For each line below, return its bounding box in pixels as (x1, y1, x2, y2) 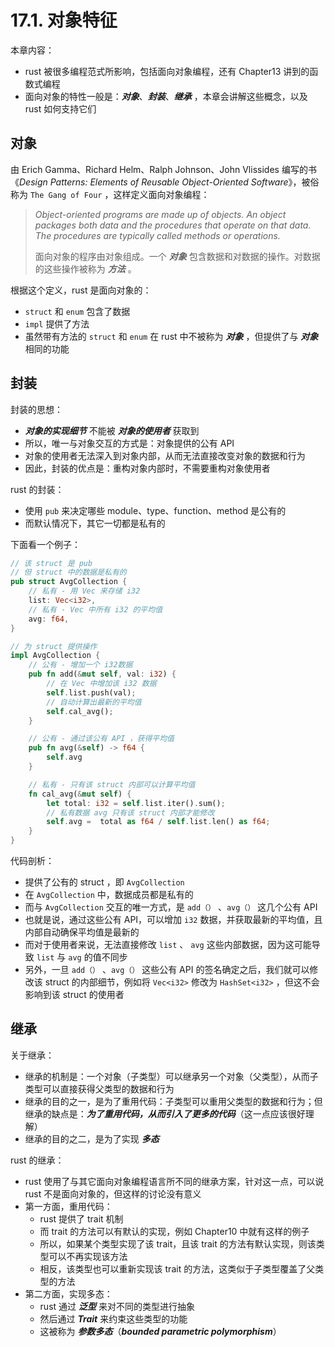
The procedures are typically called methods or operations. (34, 229, 281, 241)
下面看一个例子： (10, 538, 81, 550)
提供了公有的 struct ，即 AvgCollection (24, 876, 185, 888)
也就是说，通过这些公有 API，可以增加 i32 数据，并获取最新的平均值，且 (24, 914, 323, 926)
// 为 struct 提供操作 (10, 641, 98, 651)
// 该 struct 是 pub (10, 558, 93, 568)
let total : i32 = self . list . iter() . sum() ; (46, 798, 226, 808)
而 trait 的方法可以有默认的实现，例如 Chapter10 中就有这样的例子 (39, 1225, 310, 1237)
